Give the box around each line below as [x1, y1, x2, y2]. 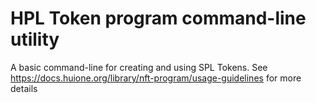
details [10, 82, 38, 94]
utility [10, 28, 60, 51]
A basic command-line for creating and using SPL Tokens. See [10, 61, 268, 73]
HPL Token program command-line [10, 7, 307, 30]
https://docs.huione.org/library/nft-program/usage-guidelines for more [10, 72, 302, 84]
